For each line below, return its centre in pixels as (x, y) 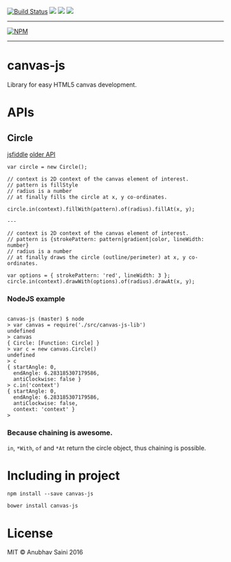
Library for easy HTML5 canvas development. (72, 84)
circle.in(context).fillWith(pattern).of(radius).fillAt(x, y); (101, 209)
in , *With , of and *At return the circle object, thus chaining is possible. (107, 448)
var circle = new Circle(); (47, 167)
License (30, 533)
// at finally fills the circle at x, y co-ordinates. (87, 197)
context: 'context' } (44, 410)
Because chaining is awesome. (60, 433)
